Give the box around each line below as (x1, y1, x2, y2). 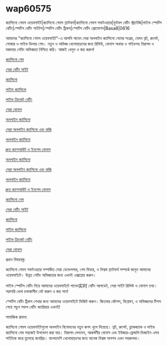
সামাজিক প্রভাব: (5, 313, 28, 320)
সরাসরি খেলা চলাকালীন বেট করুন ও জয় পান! (5, 288, 68, 294)
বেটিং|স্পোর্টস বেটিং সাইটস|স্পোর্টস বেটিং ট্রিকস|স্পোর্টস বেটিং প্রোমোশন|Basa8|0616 (5, 25, 130, 31)
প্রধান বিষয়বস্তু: (5, 256, 25, 262)
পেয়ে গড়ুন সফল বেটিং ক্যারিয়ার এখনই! (5, 303, 60, 310)
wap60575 (5, 3, 51, 14)
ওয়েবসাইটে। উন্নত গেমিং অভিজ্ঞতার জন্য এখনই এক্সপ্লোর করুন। (5, 272, 96, 278)
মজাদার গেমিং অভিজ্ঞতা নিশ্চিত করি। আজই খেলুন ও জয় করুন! (5, 46, 94, 52)
